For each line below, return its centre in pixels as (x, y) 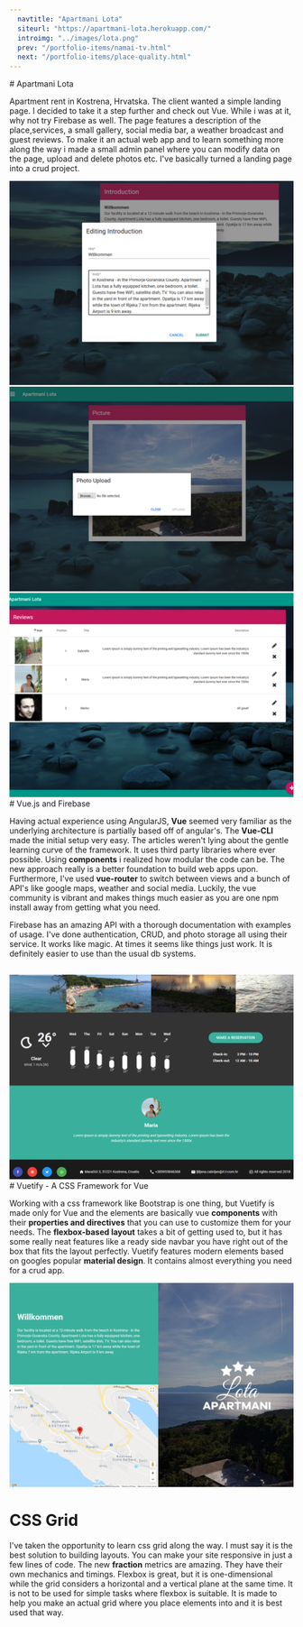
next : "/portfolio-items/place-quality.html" (105, 57)
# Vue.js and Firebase (50, 804)
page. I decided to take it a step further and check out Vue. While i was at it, (150, 111)
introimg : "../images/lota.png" (78, 38)
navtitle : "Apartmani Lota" (70, 19)
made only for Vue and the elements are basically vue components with (143, 1212)
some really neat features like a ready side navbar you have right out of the (149, 1241)
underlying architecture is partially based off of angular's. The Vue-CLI (141, 831)
